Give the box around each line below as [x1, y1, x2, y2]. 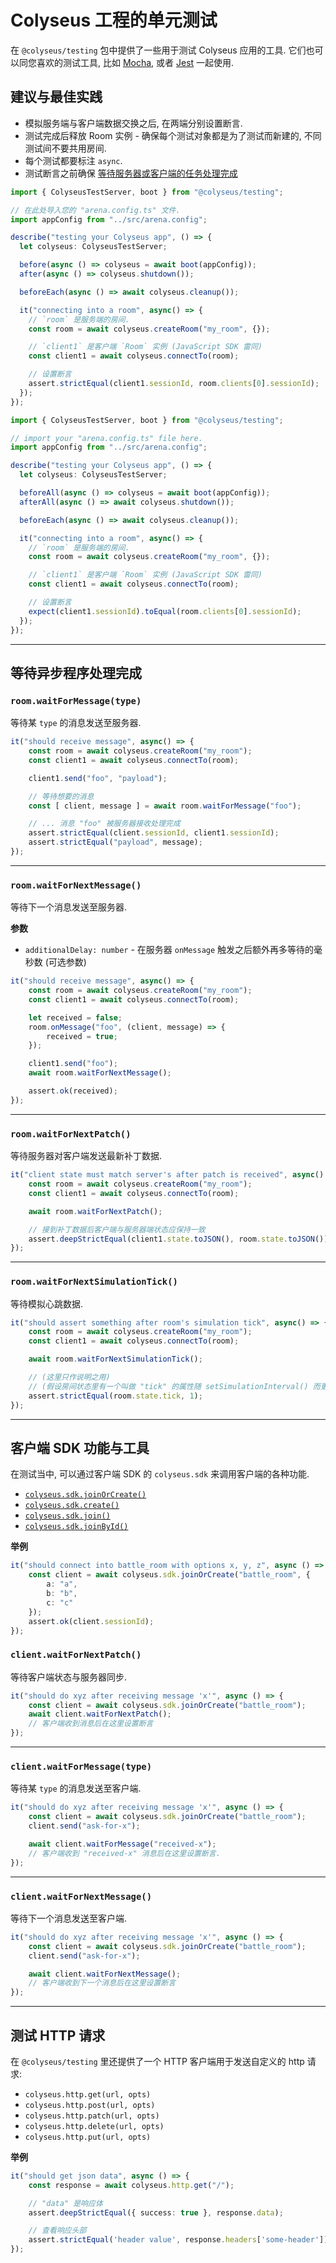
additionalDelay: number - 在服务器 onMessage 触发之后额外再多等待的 [24, 944, 315, 956]
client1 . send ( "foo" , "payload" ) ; [28, 773, 168, 783]
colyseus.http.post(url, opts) [24, 2100, 156, 2110]
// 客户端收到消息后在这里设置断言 [28, 1719, 154, 1729]
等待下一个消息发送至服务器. [10, 901, 128, 913]
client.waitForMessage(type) [10, 1761, 153, 1772]
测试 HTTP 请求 [10, 2027, 106, 2044]
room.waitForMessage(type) [10, 695, 142, 706]
